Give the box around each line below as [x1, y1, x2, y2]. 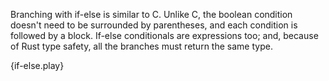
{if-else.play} [10, 60, 65, 71]
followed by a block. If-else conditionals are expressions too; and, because [10, 30, 319, 41]
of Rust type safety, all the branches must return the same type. [10, 40, 273, 52]
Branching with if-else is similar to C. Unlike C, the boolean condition [10, 9, 293, 20]
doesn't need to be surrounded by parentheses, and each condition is [10, 19, 298, 31]
